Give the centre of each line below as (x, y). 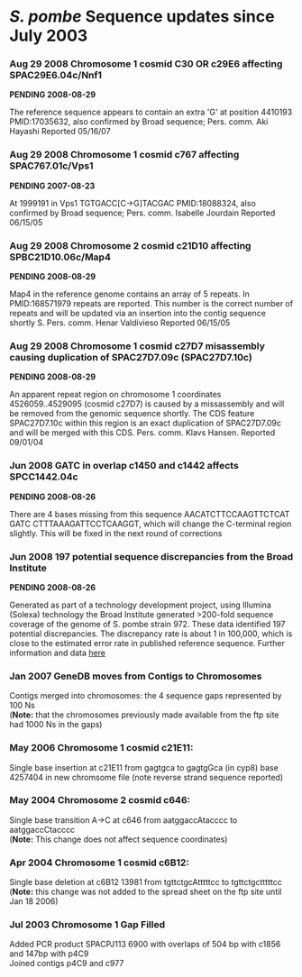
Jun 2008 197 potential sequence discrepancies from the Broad (151, 556)
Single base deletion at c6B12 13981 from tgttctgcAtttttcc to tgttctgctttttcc (146, 882)
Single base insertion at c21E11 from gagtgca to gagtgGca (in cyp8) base (144, 767)
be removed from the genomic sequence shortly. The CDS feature (132, 414)
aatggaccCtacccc (42, 829)
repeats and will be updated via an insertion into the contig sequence (137, 314)
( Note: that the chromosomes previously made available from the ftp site (144, 715)
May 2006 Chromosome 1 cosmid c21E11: (101, 748)
